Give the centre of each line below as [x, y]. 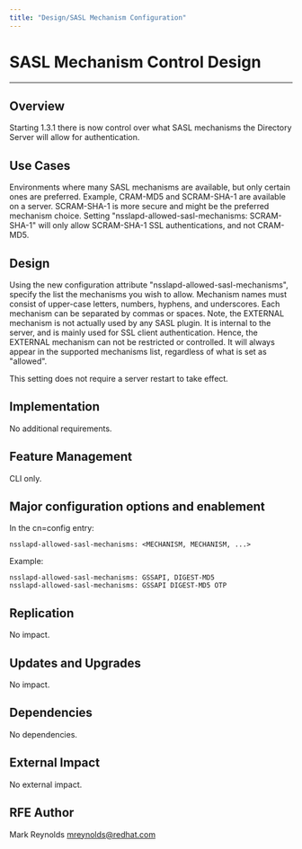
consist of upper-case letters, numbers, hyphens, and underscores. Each [145, 304]
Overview [37, 106]
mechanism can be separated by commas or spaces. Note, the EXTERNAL [147, 314]
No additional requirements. [61, 429]
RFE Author [42, 813]
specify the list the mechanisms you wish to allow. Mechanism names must [148, 294]
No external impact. [46, 784]
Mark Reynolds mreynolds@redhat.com [82, 834]
